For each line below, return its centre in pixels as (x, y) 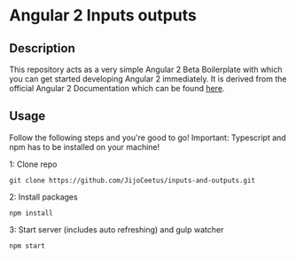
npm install (31, 213)
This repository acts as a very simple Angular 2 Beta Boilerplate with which (146, 69)
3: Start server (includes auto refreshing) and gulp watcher (117, 229)
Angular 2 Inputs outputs (103, 16)
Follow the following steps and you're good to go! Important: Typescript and (148, 137)
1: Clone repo (33, 164)
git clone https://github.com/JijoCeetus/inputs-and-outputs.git (132, 180)
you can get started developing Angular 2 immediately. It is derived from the (148, 79)
